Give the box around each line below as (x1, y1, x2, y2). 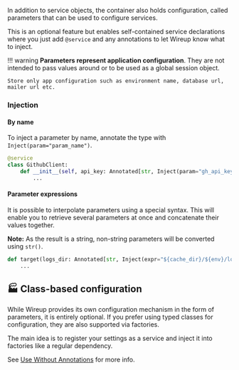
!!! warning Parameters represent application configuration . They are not (7, 56, 225, 65)
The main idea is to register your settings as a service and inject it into (7, 334, 213, 343)
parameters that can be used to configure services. (7, 13, 158, 22)
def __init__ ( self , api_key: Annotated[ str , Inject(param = (20, 168, 199, 175)
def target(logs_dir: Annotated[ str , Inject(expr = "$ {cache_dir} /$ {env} (7, 256, 224, 263)
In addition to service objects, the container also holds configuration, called (7, 6, 228, 14)
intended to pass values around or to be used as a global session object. (7, 64, 221, 72)
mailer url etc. (7, 84, 55, 91)
